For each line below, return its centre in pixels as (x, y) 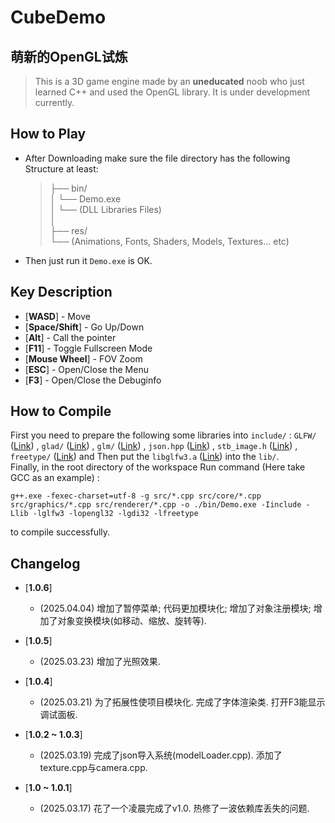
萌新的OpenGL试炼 (69, 56)
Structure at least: (61, 168)
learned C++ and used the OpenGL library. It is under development (172, 92)
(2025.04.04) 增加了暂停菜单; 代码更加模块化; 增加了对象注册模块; (175, 608)
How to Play (48, 134)
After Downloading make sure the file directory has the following (157, 158)
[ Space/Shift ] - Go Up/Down (84, 327)
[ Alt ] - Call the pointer (70, 337)
